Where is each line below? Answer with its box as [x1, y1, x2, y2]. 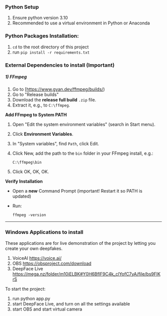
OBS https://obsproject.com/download [12, 260, 92, 266]
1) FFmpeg [5, 74, 27, 80]
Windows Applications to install [5, 229, 83, 236]
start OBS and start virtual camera [12, 306, 83, 312]
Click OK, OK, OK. [12, 169, 49, 175]
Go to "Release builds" [12, 92, 59, 98]
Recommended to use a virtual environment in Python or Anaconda [12, 20, 150, 26]
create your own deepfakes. [5, 245, 63, 251]
